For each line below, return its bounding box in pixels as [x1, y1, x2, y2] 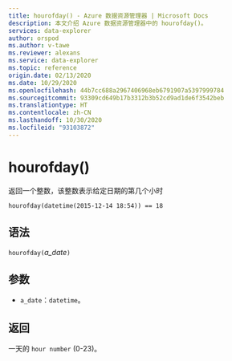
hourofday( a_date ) [8, 247, 71, 257]
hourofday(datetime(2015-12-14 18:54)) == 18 [8, 201, 163, 209]
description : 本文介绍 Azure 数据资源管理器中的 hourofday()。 [8, 19, 207, 27]
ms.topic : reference [8, 64, 78, 72]
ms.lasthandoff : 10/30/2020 [8, 116, 103, 124]
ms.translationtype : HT [8, 101, 88, 109]
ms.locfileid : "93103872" [8, 124, 95, 132]
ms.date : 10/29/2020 [8, 79, 78, 87]
